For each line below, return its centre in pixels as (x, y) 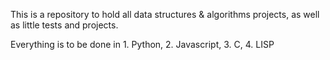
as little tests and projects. (64, 25)
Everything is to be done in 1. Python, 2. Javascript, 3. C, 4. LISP (142, 44)
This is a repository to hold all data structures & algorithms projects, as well (165, 14)
